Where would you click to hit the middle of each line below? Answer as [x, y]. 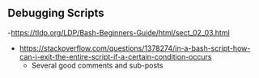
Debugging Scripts [56, 13]
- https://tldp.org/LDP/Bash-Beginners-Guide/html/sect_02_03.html [119, 32]
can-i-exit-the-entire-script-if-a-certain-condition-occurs [115, 56]
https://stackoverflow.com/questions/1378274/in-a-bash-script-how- [135, 48]
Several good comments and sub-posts [97, 65]
